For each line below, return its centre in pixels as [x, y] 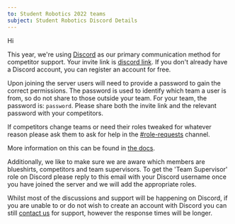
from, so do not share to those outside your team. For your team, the [107, 98]
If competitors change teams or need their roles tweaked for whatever [110, 126]
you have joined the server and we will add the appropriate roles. [102, 184]
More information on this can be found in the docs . [81, 148]
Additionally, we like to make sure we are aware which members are [106, 161]
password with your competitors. [56, 113]
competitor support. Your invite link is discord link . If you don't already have [117, 61]
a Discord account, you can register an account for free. [89, 69]
